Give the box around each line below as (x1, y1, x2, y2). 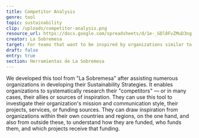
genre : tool (6, 14, 36, 20)
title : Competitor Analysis (6, 8, 76, 15)
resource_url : (6, 31, 41, 37)
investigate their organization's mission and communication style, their (6, 100, 179, 107)
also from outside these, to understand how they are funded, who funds (6, 118, 182, 126)
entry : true (6, 53, 36, 59)
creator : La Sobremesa (6, 36, 62, 42)
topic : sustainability (6, 20, 62, 25)
